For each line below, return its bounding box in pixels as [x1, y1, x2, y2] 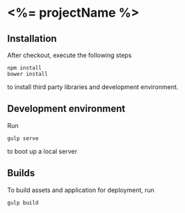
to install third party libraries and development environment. [7, 83, 179, 91]
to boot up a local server [7, 147, 78, 155]
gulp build [7, 199, 39, 206]
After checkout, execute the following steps [7, 51, 132, 59]
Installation [7, 33, 57, 45]
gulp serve [7, 134, 39, 142]
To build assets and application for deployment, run [7, 186, 155, 194]
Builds [7, 167, 35, 179]
